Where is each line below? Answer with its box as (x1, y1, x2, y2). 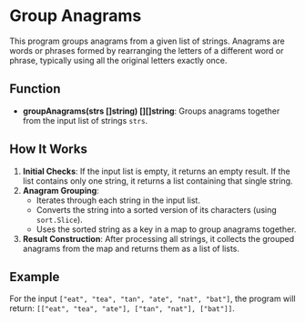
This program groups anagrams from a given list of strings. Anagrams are (9, 35, 285, 46)
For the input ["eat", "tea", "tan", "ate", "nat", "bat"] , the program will (9, 293, 296, 305)
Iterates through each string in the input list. (36, 195, 200, 206)
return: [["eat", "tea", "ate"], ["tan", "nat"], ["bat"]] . (9, 303, 235, 314)
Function (9, 81, 61, 96)
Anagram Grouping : (22, 185, 100, 196)
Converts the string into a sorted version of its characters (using (36, 204, 278, 215)
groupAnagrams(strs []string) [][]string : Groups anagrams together (22, 106, 280, 116)
